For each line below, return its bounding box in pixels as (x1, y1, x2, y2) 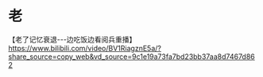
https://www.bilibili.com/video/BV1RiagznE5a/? (8, 43, 161, 53)
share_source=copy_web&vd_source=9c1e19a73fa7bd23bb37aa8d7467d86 (8, 52, 256, 61)
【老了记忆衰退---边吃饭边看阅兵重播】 (8, 35, 137, 44)
